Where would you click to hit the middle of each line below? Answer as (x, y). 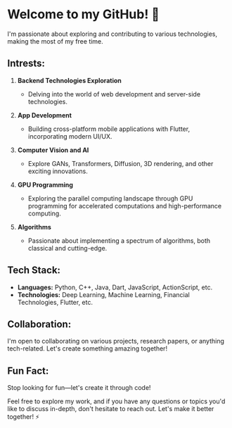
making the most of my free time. (55, 41)
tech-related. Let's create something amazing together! (87, 348)
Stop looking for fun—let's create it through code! (79, 388)
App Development (45, 115)
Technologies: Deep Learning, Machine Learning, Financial (103, 294)
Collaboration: (39, 324)
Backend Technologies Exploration (69, 80)
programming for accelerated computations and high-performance (125, 206)
